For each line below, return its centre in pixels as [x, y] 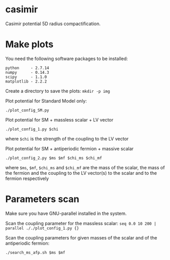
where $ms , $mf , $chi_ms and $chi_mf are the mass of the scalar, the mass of [85, 167]
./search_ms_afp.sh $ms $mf [35, 252]
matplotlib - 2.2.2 [26, 81]
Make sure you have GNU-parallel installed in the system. [66, 213]
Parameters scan [42, 199]
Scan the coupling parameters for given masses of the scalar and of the [81, 237]
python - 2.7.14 [27, 68]
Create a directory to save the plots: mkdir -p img [58, 91]
